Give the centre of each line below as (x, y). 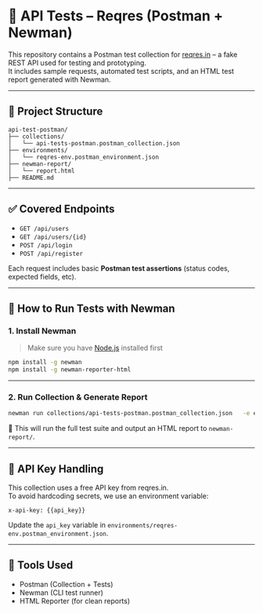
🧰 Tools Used (41, 566)
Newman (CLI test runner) (61, 593)
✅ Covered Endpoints (61, 209)
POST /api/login (46, 245)
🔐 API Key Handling (56, 469)
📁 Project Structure (56, 112)
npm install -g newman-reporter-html (70, 370)
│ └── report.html (42, 171)
